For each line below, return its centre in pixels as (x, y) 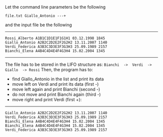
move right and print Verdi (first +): (47, 99)
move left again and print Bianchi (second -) (56, 89)
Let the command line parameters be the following (55, 7)
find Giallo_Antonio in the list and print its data (58, 79)
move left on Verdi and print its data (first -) (55, 84)
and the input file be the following (39, 25)
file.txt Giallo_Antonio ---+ (36, 16)
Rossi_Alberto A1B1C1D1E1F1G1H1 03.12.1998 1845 (55, 38)
